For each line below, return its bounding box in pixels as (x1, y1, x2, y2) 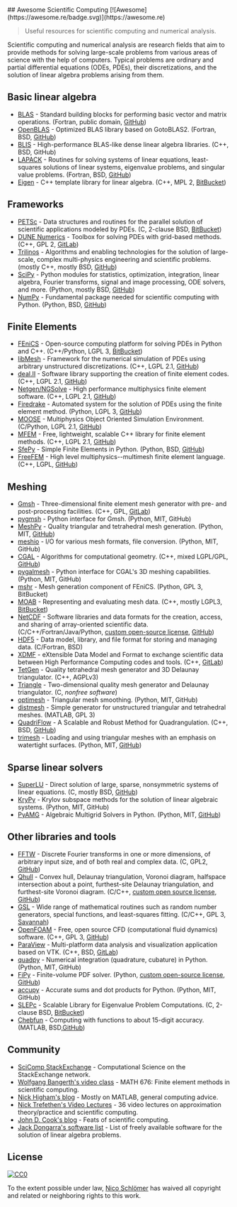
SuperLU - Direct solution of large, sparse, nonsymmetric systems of (17, 781, 219, 789)
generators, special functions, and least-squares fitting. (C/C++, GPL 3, (17, 910, 226, 918)
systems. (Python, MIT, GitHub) (17, 803, 110, 812)
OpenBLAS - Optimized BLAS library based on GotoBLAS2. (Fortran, (17, 125, 216, 133)
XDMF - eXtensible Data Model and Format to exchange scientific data (17, 651, 224, 659)
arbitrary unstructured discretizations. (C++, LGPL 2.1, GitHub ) (17, 362, 200, 370)
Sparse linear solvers (7, 761, 103, 773)
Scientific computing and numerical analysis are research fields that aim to (7, 40, 225, 49)
